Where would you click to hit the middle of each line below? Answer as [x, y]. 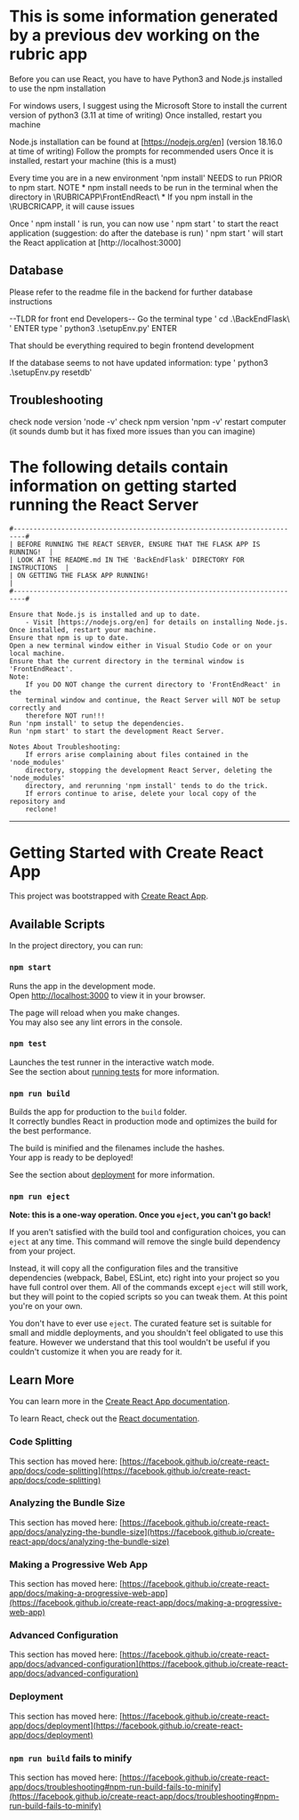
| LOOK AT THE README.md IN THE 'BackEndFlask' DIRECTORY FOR [127, 560]
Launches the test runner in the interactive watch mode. [112, 1062]
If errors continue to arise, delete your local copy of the [141, 793]
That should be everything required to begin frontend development [132, 345]
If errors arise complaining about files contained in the [137, 754]
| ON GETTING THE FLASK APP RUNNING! [79, 575]
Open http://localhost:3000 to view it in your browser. [108, 995]
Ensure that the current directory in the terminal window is [127, 661]
